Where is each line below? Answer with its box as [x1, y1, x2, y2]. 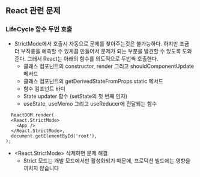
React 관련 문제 [5, 5, 61, 16]
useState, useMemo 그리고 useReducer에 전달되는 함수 [23, 100, 157, 107]
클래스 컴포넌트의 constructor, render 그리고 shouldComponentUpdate [23, 62, 195, 70]
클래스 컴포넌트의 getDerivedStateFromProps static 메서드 [23, 77, 163, 85]
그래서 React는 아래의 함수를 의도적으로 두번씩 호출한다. [27, 55, 159, 62]
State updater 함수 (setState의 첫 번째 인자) [23, 92, 127, 100]
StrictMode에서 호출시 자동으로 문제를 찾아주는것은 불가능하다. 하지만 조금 [14, 40, 190, 47]
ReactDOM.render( [11, 112, 55, 118]
